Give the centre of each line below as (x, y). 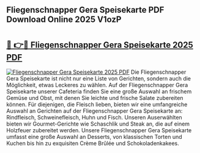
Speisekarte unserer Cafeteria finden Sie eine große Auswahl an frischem (99, 91)
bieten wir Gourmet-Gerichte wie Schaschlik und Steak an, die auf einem (98, 124)
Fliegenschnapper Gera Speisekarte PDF (85, 10)
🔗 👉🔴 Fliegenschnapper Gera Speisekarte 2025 (100, 45)
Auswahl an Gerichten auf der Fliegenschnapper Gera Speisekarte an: (94, 111)
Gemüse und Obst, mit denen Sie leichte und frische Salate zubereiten (95, 98)
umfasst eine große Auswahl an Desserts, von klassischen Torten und (94, 137)
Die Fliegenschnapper (158, 72)
